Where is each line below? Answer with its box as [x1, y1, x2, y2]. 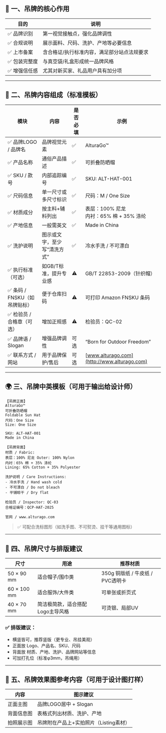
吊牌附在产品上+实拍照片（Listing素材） [37, 719, 130, 726]
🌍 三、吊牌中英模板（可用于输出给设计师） [5, 382, 137, 391]
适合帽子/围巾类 [37, 573, 74, 580]
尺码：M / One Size [85, 192, 130, 199]
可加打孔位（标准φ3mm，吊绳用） [12, 655, 83, 661]
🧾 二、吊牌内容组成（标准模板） [5, 91, 102, 99]
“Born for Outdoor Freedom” [85, 338, 151, 345]
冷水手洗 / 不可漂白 [85, 242, 129, 249]
